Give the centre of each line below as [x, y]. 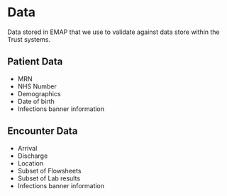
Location [31, 163]
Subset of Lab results [49, 178]
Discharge [33, 156]
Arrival [27, 148]
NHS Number [37, 86]
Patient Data [35, 62]
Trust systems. [29, 39]
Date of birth [36, 101]
